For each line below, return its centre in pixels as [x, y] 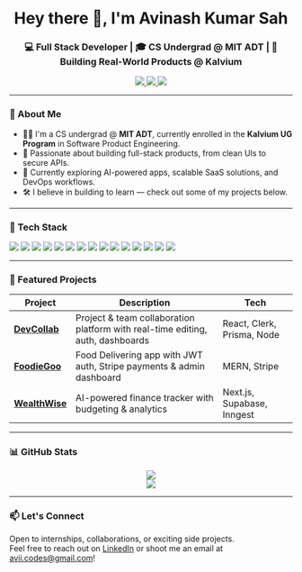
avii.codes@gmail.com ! [53, 558]
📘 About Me [36, 114]
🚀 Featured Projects [53, 280]
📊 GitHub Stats [44, 452]
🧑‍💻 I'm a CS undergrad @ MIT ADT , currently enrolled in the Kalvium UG [157, 133]
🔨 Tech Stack [39, 227]
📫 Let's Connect [47, 515]
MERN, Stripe [251, 367]
